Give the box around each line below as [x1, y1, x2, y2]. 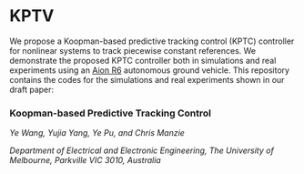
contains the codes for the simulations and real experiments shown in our [9, 74, 285, 85]
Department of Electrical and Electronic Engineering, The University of [9, 145, 275, 156]
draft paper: [9, 84, 55, 95]
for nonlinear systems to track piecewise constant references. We [9, 45, 257, 56]
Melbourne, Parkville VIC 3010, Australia [9, 155, 161, 166]
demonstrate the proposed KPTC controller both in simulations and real [9, 55, 277, 66]
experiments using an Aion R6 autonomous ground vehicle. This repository [9, 65, 289, 76]
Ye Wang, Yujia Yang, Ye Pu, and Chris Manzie [9, 128, 185, 138]
